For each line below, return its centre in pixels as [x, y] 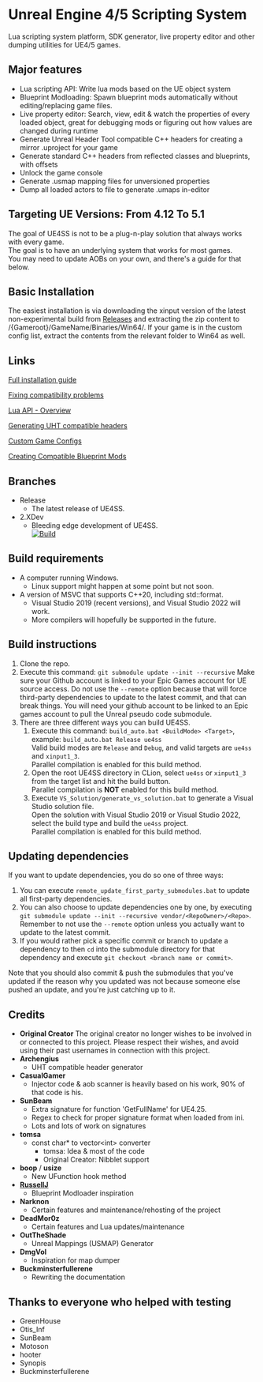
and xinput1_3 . [56, 755]
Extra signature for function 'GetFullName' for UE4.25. [119, 1109]
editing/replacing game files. [66, 105]
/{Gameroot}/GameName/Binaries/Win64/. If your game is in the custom [125, 328]
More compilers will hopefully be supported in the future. [124, 619]
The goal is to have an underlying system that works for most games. [120, 250]
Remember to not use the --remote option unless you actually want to [132, 924]
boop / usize [40, 1168]
